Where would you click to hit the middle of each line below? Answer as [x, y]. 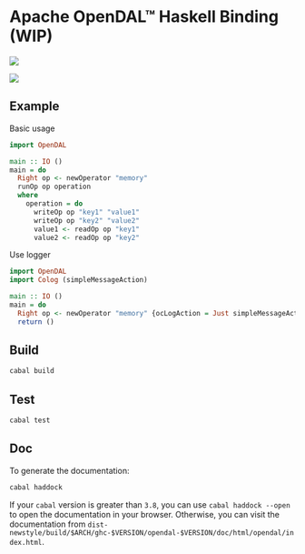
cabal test [30, 420]
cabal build [32, 371]
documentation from [48, 524]
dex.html [26, 542]
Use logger [30, 255]
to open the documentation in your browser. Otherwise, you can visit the [144, 514]
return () [36, 322]
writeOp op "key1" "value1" [87, 212]
